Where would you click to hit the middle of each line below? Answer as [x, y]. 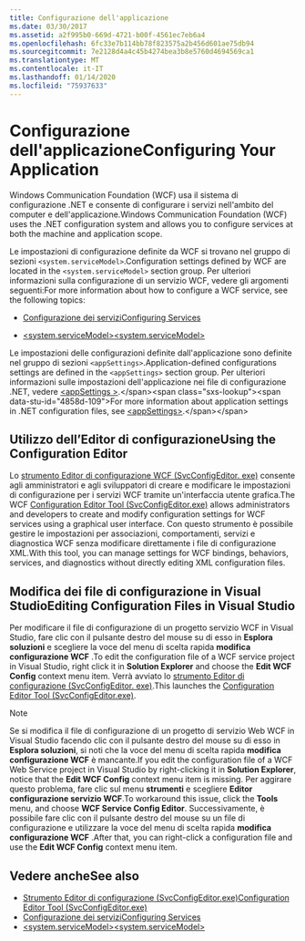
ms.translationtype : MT [55, 60]
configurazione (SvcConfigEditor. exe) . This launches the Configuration [142, 686]
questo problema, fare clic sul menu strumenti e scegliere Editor [131, 789]
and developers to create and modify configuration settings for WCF [137, 514]
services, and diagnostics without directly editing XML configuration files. [147, 563]
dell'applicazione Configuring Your [142, 150]
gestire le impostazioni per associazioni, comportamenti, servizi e [132, 533]
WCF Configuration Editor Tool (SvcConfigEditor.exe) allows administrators [150, 505]
